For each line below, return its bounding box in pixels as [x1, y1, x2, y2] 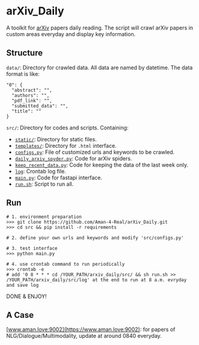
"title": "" [11, 108, 42, 114]
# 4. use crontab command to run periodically [6, 261, 125, 267]
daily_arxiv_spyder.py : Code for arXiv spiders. [14, 154, 132, 162]
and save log [6, 282, 39, 288]
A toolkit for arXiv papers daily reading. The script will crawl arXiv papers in [6, 24, 194, 31]
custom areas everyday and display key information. [6, 30, 136, 37]
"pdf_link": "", [11, 97, 52, 103]
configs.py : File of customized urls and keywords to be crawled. [14, 148, 175, 156]
